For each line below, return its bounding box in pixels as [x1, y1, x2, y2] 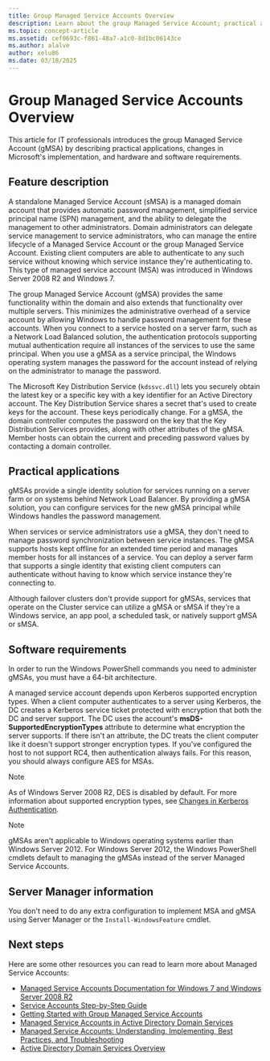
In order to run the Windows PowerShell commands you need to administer [8, 664, 257, 674]
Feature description [8, 175, 109, 189]
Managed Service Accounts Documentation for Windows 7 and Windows [19, 983, 262, 993]
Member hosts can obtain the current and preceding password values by [8, 432, 250, 442]
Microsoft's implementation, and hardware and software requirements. [8, 152, 243, 162]
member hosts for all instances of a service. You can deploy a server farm [8, 552, 253, 563]
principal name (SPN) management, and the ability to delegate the [8, 214, 227, 223]
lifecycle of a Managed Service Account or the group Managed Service [8, 239, 244, 249]
